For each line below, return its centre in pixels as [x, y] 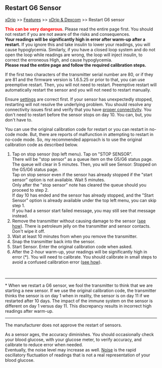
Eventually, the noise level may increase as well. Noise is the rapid [71, 350]
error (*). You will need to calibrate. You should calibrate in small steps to [84, 257]
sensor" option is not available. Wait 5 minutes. [58, 180]
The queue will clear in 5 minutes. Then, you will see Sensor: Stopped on [84, 164]
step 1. [19, 205]
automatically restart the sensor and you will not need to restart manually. [78, 90]
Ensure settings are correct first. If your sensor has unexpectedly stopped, [79, 99]
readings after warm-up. [29, 311]
